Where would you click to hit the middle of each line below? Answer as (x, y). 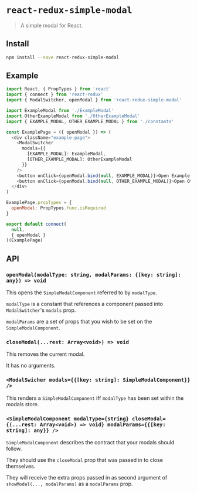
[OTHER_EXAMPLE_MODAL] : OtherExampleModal (80, 159)
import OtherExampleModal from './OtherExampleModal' (73, 116)
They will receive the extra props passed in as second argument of (87, 477)
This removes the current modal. (45, 354)
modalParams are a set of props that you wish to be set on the (79, 322)
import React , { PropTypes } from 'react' (59, 89)
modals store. (23, 404)
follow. (14, 448)
